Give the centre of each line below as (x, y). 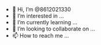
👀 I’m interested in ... (38, 16)
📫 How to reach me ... (40, 36)
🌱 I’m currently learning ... (45, 22)
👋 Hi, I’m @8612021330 (42, 9)
